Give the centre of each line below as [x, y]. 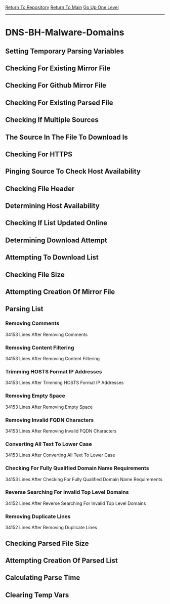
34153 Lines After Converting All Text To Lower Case [60, 455]
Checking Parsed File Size [47, 543]
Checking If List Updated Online [56, 223]
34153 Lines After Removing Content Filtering [53, 359]
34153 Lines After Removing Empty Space [49, 407]
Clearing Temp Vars [37, 595]
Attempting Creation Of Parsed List [61, 560]
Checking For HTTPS [39, 154]
